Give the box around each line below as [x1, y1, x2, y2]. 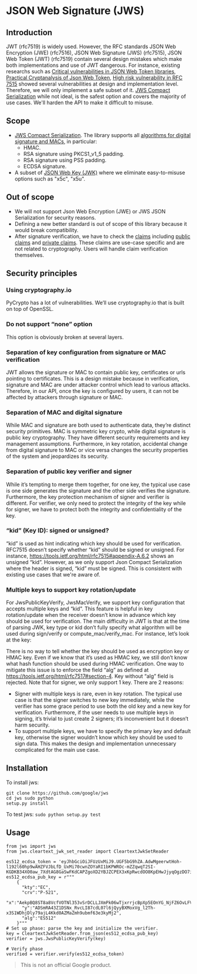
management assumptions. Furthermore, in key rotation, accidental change [6, 440, 188, 447]
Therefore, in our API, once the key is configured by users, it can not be [6, 387, 179, 394]
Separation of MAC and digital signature [6, 408, 123, 416]
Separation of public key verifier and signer [6, 467, 132, 476]
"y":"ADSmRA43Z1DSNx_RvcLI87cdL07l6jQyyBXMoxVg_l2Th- [21, 905, 157, 911]
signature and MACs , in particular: [14, 138, 97, 145]
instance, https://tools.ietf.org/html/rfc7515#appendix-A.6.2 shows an [6, 552, 174, 559]
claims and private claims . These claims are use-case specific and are [14, 239, 185, 246]
